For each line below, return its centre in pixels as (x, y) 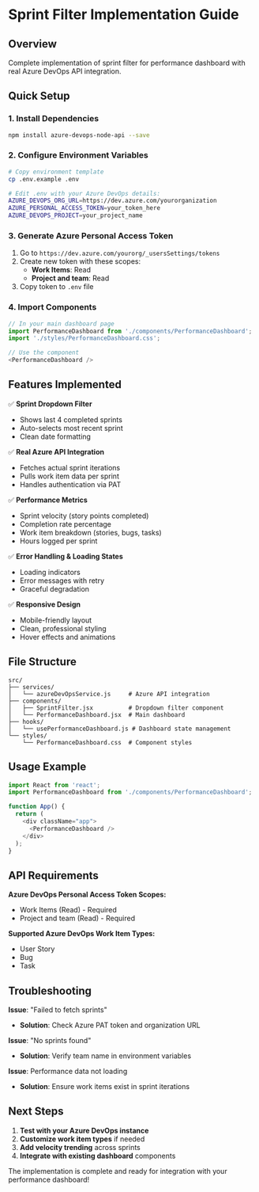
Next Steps (36, 1112)
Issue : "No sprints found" (50, 1041)
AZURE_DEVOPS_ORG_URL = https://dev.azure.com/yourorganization (113, 201)
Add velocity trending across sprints (80, 1147)
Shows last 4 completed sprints (71, 419)
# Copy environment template (56, 172)
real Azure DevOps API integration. (65, 71)
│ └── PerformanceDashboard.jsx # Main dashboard (97, 714)
